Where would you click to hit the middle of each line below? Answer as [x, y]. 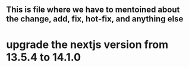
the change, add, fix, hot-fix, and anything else [95, 19]
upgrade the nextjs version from [87, 44]
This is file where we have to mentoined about [93, 10]
